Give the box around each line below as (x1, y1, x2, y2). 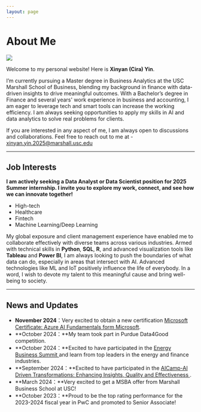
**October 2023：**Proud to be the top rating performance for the (14, 392, 183, 399)
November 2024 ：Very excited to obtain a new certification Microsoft (14, 317, 188, 324)
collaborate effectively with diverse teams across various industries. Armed (6, 239, 193, 247)
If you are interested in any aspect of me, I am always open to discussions (6, 127, 189, 134)
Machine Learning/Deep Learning (14, 222, 98, 229)
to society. (21, 277, 48, 284)
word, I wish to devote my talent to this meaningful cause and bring (6, 271, 172, 278)
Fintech (14, 215, 34, 222)
